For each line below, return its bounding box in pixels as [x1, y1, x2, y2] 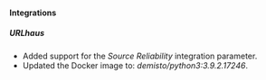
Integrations [9, 7, 57, 18]
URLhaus [9, 28, 45, 39]
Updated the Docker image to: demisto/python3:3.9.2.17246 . [22, 59, 249, 71]
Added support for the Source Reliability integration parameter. [22, 50, 258, 61]
